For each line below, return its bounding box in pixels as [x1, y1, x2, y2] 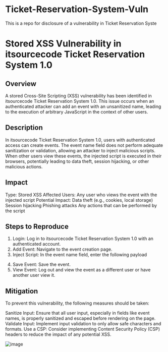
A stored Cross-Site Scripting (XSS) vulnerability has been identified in [5, 92, 152, 99]
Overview [5, 79, 37, 88]
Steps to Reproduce [5, 222, 69, 230]
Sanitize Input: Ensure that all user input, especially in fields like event [5, 310, 150, 316]
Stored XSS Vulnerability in [5, 38, 122, 49]
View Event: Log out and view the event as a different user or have [12, 267, 151, 273]
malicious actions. [5, 163, 43, 169]
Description [5, 124, 43, 132]
